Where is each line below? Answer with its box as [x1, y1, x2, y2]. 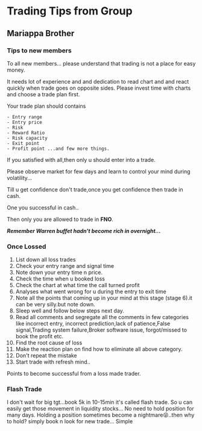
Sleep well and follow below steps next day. [15, 307, 124, 314]
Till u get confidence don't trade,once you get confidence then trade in [7, 185, 183, 193]
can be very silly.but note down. [15, 301, 95, 308]
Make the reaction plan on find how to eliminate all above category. [15, 346, 183, 353]
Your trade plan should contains [7, 102, 86, 110]
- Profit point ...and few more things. [7, 146, 110, 152]
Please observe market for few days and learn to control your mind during [7, 167, 191, 175]
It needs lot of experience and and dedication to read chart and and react [7, 78, 189, 85]
